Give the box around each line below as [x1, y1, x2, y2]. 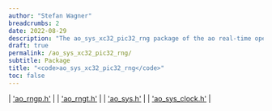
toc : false [8, 72, 45, 80]
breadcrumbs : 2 [8, 19, 60, 27]
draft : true [8, 42, 49, 50]
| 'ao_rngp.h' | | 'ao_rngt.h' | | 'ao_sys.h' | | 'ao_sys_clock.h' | [8, 93, 211, 103]
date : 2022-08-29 [8, 27, 67, 35]
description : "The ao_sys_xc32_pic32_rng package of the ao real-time [8, 34, 252, 43]
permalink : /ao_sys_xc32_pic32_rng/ [8, 49, 132, 57]
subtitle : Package [8, 57, 70, 65]
